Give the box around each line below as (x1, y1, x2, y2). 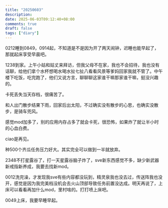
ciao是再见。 (5, 136, 31, 142)
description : (5, 12, 32, 17)
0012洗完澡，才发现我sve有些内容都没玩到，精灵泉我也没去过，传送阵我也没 (5, 174, 163, 180)
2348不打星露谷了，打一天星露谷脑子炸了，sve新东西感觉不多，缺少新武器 (5, 157, 159, 163)
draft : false (5, 26, 32, 31)
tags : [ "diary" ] (5, 31, 39, 36)
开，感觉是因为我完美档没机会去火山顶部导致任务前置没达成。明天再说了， (5, 180, 158, 186)
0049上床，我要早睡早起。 (5, 197, 60, 203)
